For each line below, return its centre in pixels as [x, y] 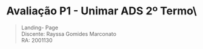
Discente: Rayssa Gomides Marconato [69, 33]
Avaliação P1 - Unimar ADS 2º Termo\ [101, 11]
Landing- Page [40, 27]
